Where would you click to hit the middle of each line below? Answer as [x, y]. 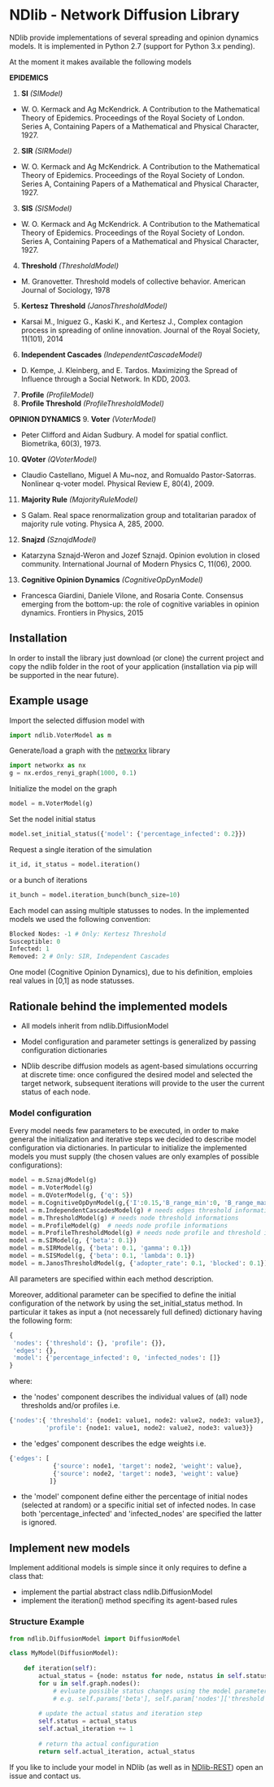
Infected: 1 [29, 949]
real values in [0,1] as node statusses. [72, 980]
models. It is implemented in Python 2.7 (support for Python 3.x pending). [132, 46]
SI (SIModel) [42, 93]
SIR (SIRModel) [46, 150]
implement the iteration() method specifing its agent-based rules [129, 1601]
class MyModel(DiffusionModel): [64, 1653]
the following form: [41, 1320]
